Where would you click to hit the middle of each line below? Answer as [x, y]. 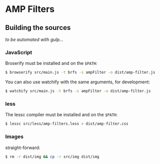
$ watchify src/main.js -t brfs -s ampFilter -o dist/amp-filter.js [78, 91]
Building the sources [38, 28]
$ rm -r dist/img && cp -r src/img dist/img [52, 157]
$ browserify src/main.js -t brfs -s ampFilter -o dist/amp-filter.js [80, 73]
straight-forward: [23, 148]
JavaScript [19, 52]
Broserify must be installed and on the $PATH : [51, 63]
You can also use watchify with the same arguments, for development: [78, 82]
